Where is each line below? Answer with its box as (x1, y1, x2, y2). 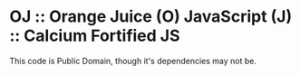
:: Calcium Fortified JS (9, 25, 180, 46)
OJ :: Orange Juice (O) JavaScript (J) (9, 6, 293, 27)
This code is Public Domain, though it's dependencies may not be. (9, 55, 256, 66)
